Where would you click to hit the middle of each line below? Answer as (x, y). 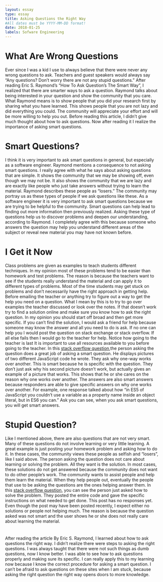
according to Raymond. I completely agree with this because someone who (81, 222)
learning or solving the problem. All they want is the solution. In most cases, (81, 464)
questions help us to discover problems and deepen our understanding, (77, 217)
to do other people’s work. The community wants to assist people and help (80, 474)
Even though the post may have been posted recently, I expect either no (77, 506)
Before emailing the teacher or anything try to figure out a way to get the (78, 296)
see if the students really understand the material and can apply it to (73, 281)
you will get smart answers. (33, 405)
